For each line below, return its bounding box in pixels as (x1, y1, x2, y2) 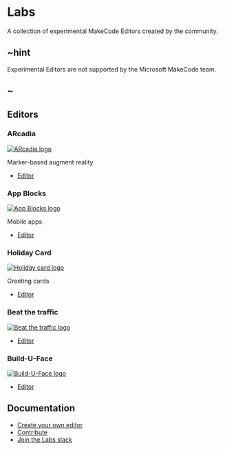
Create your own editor (17, 420, 83, 429)
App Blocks (7, 189, 47, 198)
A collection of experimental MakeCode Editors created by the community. (7, 27, 219, 35)
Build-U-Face (7, 354, 53, 363)
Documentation (7, 403, 76, 414)
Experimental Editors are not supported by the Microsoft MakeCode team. (7, 65, 217, 73)
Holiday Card (7, 248, 52, 258)
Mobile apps (7, 217, 43, 226)
